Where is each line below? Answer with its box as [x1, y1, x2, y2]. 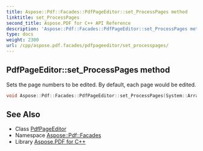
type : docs [6, 31, 34, 37]
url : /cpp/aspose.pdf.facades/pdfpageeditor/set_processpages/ [6, 43, 169, 49]
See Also [6, 109, 40, 120]
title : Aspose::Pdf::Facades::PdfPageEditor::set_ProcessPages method [6, 8, 188, 15]
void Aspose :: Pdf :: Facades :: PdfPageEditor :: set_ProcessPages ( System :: [6, 92, 188, 98]
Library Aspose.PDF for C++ [14, 138, 86, 146]
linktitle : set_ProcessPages [6, 14, 80, 21]
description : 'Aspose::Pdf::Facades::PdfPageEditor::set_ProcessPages [6, 25, 188, 32]
